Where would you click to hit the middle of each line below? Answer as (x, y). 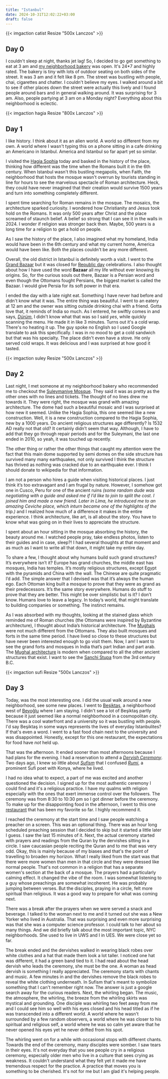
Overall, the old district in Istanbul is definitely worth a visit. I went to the (80, 259)
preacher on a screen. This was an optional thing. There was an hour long (82, 824)
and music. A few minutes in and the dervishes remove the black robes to (81, 977)
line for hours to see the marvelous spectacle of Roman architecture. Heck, (83, 182)
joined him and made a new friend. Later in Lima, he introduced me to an (81, 501)
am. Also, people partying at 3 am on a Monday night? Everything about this (84, 98)
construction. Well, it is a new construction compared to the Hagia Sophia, (82, 418)
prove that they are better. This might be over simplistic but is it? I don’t (79, 594)
